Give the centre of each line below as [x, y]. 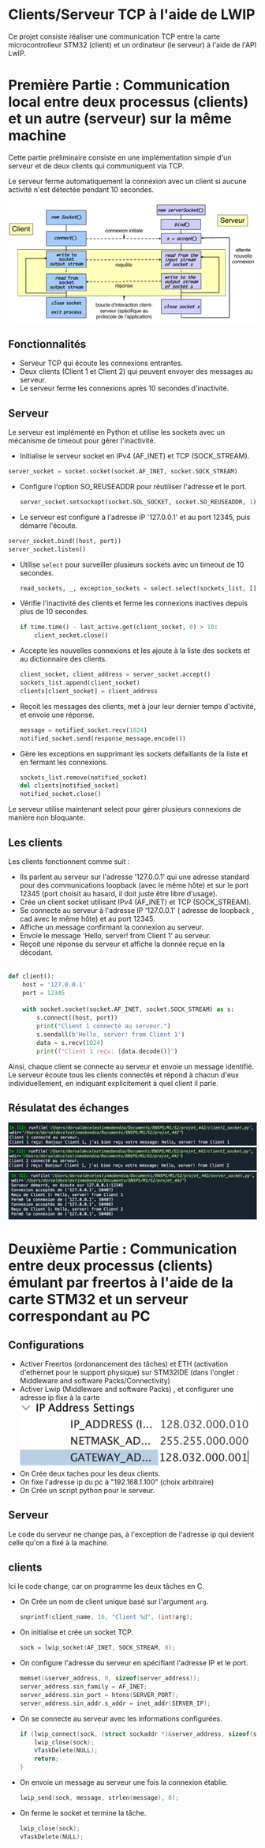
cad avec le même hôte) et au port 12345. [87, 919]
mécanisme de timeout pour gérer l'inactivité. [82, 441]
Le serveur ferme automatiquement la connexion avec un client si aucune [127, 181]
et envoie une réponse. [57, 715]
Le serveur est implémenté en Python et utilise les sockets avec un [117, 432]
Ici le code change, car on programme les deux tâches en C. [106, 1586]
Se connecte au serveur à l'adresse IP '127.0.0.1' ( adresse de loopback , [137, 911]
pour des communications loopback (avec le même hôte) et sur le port [134, 885]
